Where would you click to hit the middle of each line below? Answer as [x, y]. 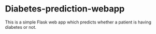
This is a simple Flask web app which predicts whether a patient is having [78, 22]
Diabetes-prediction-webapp [65, 9]
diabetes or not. [21, 27]
